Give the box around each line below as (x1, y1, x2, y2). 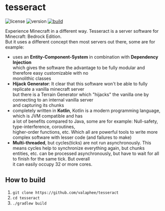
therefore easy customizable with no (12, 70, 89, 76)
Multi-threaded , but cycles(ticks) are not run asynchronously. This (12, 139, 151, 145)
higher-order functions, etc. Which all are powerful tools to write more (12, 129, 158, 135)
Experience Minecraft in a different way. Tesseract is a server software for (5, 28, 159, 34)
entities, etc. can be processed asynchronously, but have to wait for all (12, 150, 159, 156)
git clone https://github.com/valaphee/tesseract (12, 190, 119, 195)
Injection (12, 59, 32, 65)
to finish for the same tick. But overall (12, 155, 90, 162)
